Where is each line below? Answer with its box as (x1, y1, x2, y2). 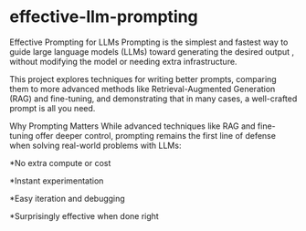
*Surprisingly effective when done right (9, 210, 160, 221)
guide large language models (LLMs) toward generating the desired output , (9, 46, 295, 57)
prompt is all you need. (9, 102, 96, 113)
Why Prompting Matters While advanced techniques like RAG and (9, 121, 256, 131)
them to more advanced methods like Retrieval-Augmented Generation (9, 83, 276, 94)
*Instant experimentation (9, 175, 104, 186)
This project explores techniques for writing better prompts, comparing (9, 73, 277, 84)
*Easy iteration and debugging (9, 193, 125, 204)
